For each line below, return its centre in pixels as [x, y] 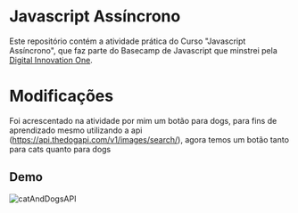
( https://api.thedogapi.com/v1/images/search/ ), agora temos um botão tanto [149, 139]
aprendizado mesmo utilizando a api [76, 130]
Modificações [62, 96]
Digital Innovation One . [51, 60]
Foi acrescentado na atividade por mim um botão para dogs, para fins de [143, 120]
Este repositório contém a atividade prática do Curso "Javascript [128, 41]
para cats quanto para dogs [60, 149]
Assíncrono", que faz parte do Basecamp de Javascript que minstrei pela [144, 50]
